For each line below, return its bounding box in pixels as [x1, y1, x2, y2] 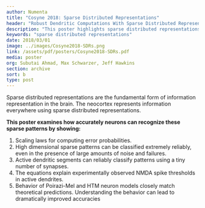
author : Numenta [6, 9, 48, 15]
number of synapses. [15, 163, 69, 170]
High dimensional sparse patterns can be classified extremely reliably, [15, 143, 192, 151]
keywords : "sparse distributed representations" [6, 32, 132, 38]
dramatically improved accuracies [15, 195, 101, 203]
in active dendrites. [15, 176, 64, 183]
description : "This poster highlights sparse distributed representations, [6, 26, 203, 32]
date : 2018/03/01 [6, 37, 51, 43]
